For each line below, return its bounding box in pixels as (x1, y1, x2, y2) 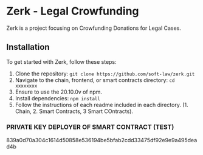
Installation (6, 42, 50, 52)
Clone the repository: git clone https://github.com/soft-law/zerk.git (15, 70, 195, 77)
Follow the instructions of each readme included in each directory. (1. (15, 101, 188, 108)
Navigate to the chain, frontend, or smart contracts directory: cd (15, 76, 175, 83)
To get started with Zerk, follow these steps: (6, 58, 117, 65)
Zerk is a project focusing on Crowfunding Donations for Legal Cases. (6, 24, 181, 32)
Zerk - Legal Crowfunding (6, 4, 139, 18)
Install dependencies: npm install (15, 94, 100, 102)
